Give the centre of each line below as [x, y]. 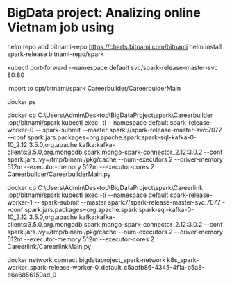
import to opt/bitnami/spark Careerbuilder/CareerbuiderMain [94, 88]
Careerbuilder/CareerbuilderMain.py [59, 174]
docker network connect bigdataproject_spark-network [86, 260]
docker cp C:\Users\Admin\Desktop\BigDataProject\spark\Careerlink [105, 187]
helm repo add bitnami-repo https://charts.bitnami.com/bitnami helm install [115, 46]
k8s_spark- [183, 260]
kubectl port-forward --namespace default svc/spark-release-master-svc [113, 67]
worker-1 [20, 202]
